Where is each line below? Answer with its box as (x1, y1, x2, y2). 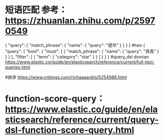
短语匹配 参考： (5, 4, 68, 16)
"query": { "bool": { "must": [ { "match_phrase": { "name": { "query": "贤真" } (5, 48, 159, 54)
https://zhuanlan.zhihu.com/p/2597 (5, 15, 156, 26)
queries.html (5, 64, 30, 70)
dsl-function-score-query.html (5, 125, 135, 136)
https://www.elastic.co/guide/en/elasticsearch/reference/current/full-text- (5, 59, 155, 65)
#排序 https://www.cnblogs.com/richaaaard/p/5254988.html (5, 74, 127, 80)
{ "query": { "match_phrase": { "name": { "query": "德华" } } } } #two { (5, 42, 145, 48)
